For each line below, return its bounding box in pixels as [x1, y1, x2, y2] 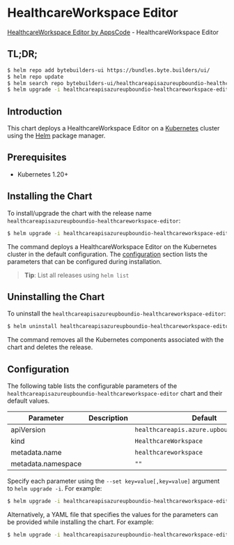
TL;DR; [7, 48, 38, 60]
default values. [7, 396, 50, 405]
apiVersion [10, 425, 46, 435]
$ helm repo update [7, 73, 64, 80]
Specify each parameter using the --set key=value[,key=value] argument [7, 477, 220, 486]
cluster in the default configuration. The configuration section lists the [7, 250, 208, 258]
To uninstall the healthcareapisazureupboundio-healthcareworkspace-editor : [7, 309, 226, 318]
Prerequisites [7, 151, 67, 163]
